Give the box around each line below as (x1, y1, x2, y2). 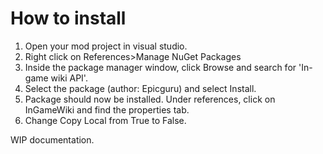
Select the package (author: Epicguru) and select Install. (24, 82, 257, 94)
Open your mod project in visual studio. (24, 40, 188, 52)
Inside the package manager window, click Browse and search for (24, 61, 297, 73)
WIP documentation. (10, 133, 95, 146)
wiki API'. (50, 72, 88, 84)
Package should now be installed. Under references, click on (24, 93, 276, 105)
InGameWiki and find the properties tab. (24, 103, 190, 116)
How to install (10, 7, 127, 30)
